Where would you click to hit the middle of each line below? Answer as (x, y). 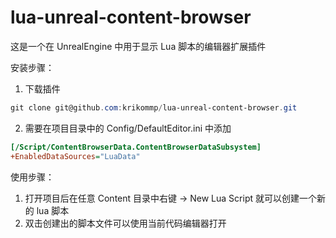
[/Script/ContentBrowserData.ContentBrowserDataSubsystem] (136, 147)
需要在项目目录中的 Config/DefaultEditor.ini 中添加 (128, 128)
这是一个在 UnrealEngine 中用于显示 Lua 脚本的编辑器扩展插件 (138, 46)
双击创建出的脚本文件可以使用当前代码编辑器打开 (125, 223)
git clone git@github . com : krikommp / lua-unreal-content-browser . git (154, 107)
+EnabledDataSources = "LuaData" (75, 156)
